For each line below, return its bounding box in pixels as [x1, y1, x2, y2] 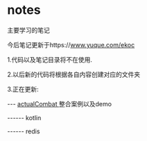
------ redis [7, 127, 40, 135]
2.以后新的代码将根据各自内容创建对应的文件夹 [7, 70, 141, 78]
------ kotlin [7, 113, 42, 122]
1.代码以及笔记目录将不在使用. [7, 55, 92, 64]
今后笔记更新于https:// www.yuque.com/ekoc [7, 40, 135, 49]
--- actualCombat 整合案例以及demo [7, 99, 112, 108]
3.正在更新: [7, 85, 40, 93]
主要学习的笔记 [7, 26, 50, 34]
